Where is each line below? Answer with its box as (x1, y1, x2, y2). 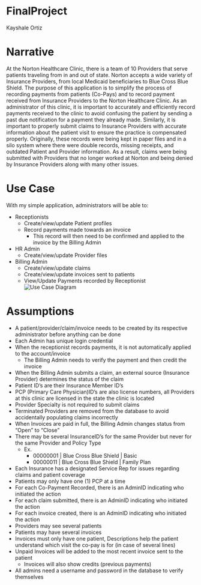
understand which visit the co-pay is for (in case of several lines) (14, 541, 176, 548)
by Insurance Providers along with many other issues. (6, 160, 139, 168)
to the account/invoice (14, 350, 71, 357)
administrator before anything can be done (14, 330, 121, 338)
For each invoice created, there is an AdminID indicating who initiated (14, 509, 187, 517)
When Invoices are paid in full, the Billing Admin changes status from (14, 420, 185, 427)
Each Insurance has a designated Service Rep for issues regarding (14, 464, 180, 472)
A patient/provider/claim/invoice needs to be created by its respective (14, 324, 188, 332)
